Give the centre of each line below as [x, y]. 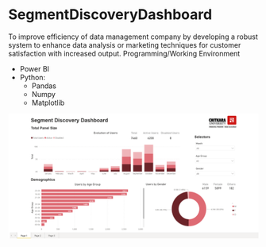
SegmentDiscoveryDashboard [110, 15]
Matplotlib [48, 102]
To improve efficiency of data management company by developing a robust [133, 37]
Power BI [35, 68]
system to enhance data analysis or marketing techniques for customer [125, 44]
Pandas [44, 86]
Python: [33, 77]
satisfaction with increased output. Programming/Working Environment [124, 53]
